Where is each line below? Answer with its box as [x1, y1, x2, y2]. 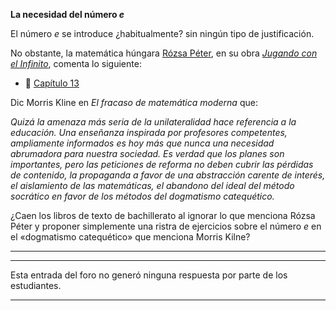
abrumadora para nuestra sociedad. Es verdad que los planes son [10, 148, 285, 159]
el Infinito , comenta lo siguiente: [10, 58, 142, 69]
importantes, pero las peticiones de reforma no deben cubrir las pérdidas [10, 159, 314, 170]
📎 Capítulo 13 [24, 77, 80, 89]
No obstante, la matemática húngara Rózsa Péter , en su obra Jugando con [10, 47, 318, 59]
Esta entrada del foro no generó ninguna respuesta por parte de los [10, 269, 288, 281]
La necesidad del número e [10, 9, 125, 20]
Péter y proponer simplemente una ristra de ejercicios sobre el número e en [10, 220, 322, 232]
